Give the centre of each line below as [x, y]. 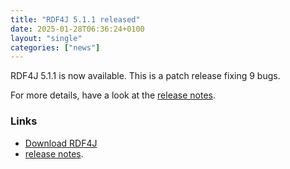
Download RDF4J [61, 143]
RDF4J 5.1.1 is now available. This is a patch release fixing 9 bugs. [145, 76]
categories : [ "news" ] [55, 47]
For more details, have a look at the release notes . [113, 95]
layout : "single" [46, 38]
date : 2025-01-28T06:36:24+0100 [77, 29]
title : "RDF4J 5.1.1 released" [75, 19]
